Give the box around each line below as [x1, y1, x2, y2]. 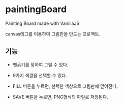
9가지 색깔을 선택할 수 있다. [12, 72, 67, 78]
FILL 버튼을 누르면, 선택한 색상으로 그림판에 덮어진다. [12, 83, 118, 89]
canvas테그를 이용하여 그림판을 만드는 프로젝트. [5, 30, 101, 37]
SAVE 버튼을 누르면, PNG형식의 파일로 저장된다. [12, 94, 108, 100]
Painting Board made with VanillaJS [5, 20, 80, 26]
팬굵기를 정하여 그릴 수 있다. [12, 61, 69, 67]
